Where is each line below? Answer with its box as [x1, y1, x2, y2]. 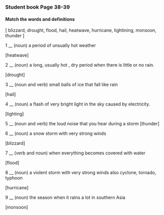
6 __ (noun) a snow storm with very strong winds [5, 130, 106, 137]
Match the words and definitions [5, 16, 75, 22]
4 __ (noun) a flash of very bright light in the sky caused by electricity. [5, 101, 150, 107]
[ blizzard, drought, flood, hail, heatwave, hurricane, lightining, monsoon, [5, 27, 156, 33]
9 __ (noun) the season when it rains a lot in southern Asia [5, 194, 126, 200]
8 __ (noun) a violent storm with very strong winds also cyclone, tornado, [5, 170, 156, 176]
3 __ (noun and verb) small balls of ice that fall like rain [5, 82, 118, 88]
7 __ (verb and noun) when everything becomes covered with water [5, 150, 145, 156]
